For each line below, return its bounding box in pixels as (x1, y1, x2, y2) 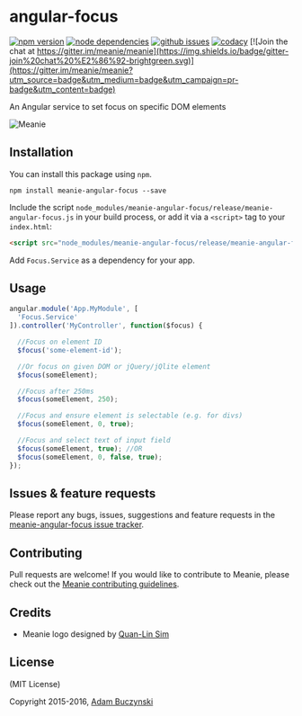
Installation (9, 145, 74, 160)
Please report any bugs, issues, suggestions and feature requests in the (9, 510, 276, 521)
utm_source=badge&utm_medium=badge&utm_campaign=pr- (9, 74, 239, 85)
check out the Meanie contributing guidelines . (9, 578, 180, 590)
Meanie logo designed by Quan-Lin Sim (22, 629, 169, 640)
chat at (9, 45, 36, 56)
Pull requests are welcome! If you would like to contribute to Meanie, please (9, 569, 290, 580)
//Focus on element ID (17, 337, 102, 347)
